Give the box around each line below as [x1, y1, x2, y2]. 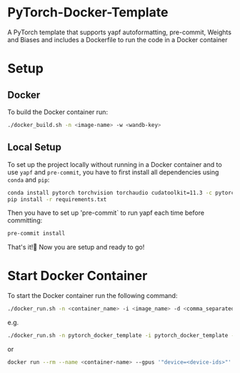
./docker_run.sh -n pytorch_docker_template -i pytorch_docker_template [7, 332, 229, 339]
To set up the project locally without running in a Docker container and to [7, 160, 223, 168]
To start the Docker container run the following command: [7, 292, 178, 300]
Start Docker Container [7, 268, 148, 284]
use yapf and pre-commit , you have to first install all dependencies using [7, 168, 219, 176]
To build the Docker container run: [7, 108, 109, 116]
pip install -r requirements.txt [7, 195, 107, 203]
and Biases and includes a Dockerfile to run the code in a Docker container [7, 35, 228, 44]
